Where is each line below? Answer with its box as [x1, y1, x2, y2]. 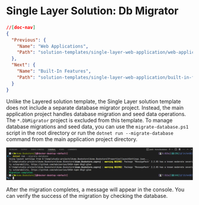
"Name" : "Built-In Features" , [17, 68, 92, 75]
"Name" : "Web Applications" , [17, 43, 89, 49]
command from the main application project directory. [6, 135, 138, 143]
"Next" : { [11, 62, 36, 68]
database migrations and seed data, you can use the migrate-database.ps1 [6, 123, 189, 130]
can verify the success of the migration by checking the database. [6, 193, 168, 200]
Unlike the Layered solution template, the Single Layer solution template [6, 98, 181, 105]
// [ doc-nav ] [6, 24, 36, 30]
